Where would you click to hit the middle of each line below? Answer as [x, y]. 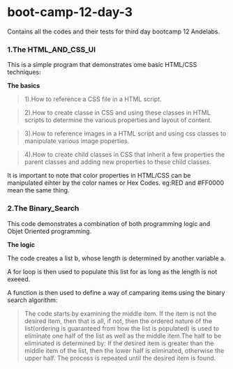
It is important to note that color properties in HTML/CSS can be [99, 176]
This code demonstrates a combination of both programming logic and [109, 223]
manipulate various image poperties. [77, 141]
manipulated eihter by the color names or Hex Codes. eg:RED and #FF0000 [116, 183]
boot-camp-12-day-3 [70, 12]
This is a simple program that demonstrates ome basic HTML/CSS [102, 65]
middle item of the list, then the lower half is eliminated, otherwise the [124, 350]
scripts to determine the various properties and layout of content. [118, 120]
